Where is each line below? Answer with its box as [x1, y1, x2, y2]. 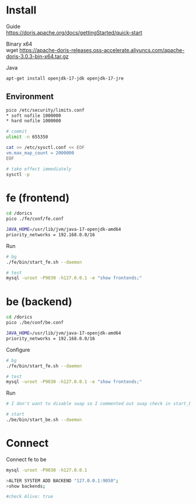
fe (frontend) [6, 191, 70, 205]
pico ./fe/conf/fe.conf [6, 216, 64, 222]
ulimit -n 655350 [6, 134, 48, 140]
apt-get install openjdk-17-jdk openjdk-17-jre [6, 75, 124, 81]
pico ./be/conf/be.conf [6, 320, 64, 326]
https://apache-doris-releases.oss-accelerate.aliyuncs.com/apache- [19, 46, 185, 53]
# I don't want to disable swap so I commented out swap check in [6, 401, 171, 407]
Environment [6, 92, 54, 102]
